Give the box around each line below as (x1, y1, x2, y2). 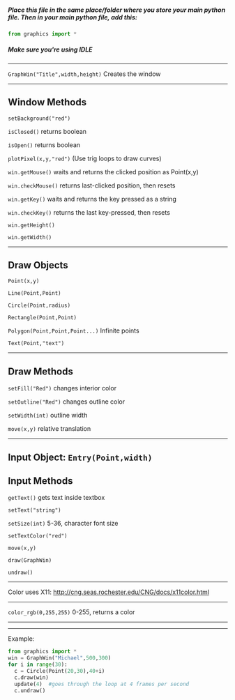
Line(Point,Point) (8, 290, 61, 297)
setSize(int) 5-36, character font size (8, 519, 119, 528)
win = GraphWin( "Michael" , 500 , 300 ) (8, 655, 112, 662)
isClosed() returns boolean (8, 127, 86, 135)
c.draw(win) (14, 674, 50, 681)
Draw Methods (8, 365, 74, 377)
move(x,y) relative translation (8, 425, 91, 433)
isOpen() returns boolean (8, 140, 81, 149)
